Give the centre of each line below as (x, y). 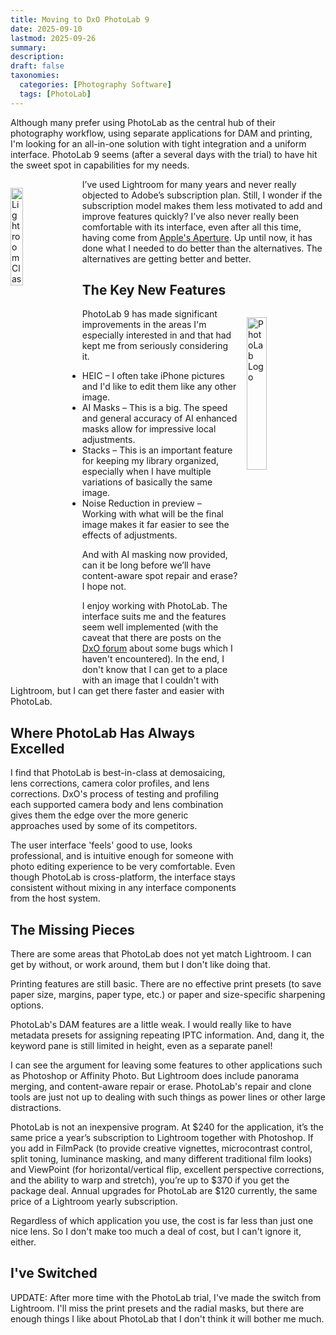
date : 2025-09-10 (46, 29)
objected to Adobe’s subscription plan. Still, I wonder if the (202, 195)
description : (37, 57)
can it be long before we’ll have (146, 565)
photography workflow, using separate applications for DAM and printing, (161, 133)
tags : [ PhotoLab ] (55, 94)
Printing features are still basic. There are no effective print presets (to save (166, 984)
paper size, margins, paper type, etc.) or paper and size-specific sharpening (168, 995)
